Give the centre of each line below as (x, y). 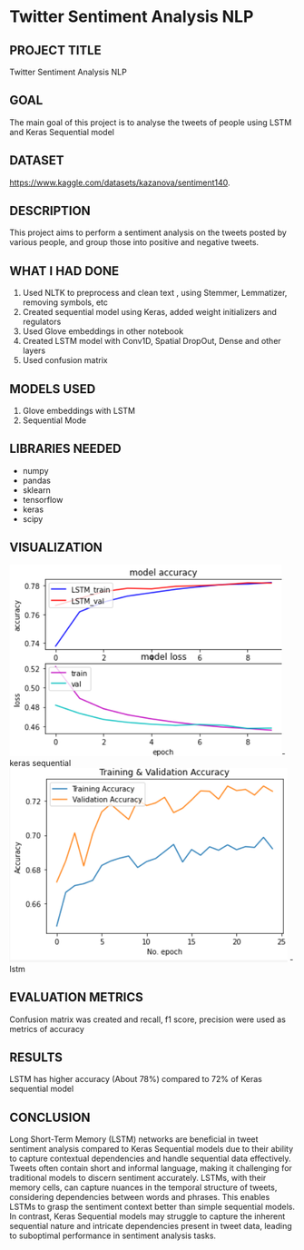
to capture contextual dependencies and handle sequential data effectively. (151, 1158)
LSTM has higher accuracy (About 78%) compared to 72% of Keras (136, 1079)
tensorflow (43, 499)
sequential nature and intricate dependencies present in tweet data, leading (151, 1226)
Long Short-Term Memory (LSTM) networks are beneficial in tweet (134, 1139)
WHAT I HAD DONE (64, 271)
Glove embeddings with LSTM (79, 411)
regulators (42, 322)
